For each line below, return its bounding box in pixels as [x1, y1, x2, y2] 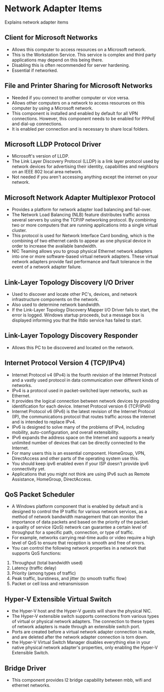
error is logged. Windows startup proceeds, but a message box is [11, 312, 144, 318]
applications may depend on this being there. [11, 57, 104, 63]
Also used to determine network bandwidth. [11, 302, 101, 307]
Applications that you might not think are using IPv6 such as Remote [11, 471, 150, 477]
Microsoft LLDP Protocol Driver [4, 140, 102, 148]
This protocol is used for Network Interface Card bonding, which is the [11, 233, 155, 239]
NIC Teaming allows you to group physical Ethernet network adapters [11, 249, 153, 254]
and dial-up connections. [11, 121, 63, 127]
